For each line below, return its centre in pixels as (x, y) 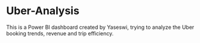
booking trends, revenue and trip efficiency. (60, 33)
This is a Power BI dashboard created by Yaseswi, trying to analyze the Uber (100, 27)
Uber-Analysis (43, 11)
